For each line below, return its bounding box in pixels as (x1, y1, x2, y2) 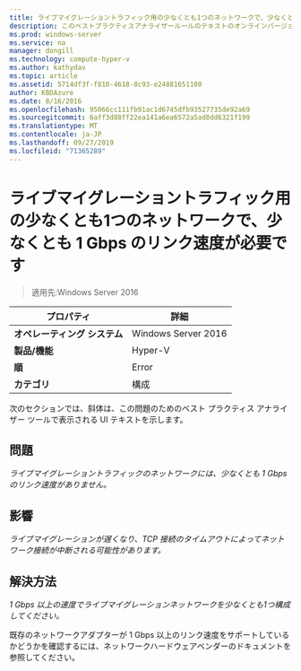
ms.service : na (9, 38, 66, 48)
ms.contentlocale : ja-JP (9, 130, 102, 139)
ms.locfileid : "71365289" (9, 146, 106, 155)
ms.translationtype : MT (9, 122, 99, 131)
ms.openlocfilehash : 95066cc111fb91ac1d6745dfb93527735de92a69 (9, 105, 251, 114)
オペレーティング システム (13, 327, 124, 340)
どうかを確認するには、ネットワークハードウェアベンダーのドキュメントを (16, 640, 292, 651)
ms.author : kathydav (9, 64, 87, 73)
